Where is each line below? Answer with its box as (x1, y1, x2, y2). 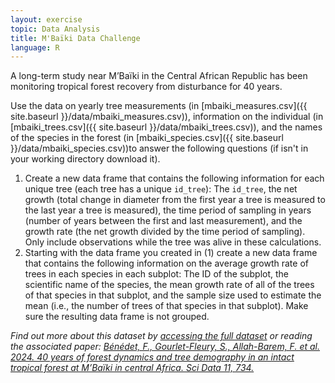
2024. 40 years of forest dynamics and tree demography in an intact (10, 351, 295, 363)
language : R (10, 42, 60, 53)
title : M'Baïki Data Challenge (10, 33, 141, 43)
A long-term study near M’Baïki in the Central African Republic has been (10, 70, 308, 82)
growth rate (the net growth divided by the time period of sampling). (24, 226, 306, 238)
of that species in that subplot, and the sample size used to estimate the (24, 289, 322, 301)
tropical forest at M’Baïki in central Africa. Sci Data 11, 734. (10, 362, 255, 374)
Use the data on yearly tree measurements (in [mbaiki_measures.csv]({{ (10, 100, 308, 112)
